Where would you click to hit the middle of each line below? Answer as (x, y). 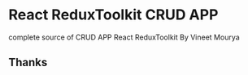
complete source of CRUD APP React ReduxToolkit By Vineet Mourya (124, 37)
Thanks (28, 62)
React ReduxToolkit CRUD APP (113, 15)
